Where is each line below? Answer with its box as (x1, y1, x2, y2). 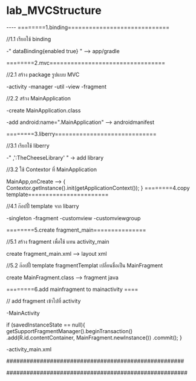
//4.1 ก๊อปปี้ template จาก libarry (6, 202, 80, 209)
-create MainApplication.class (6, 106, 81, 114)
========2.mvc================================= (6, 59, 165, 67)
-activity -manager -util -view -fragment (6, 83, 107, 90)
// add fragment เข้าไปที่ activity (6, 297, 81, 304)
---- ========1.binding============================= (6, 24, 170, 31)
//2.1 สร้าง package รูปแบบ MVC (6, 71, 80, 78)
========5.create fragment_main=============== (6, 226, 146, 233)
